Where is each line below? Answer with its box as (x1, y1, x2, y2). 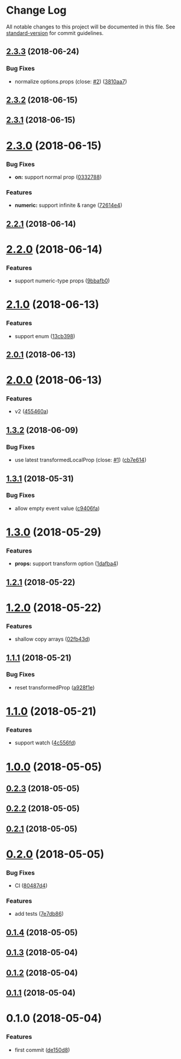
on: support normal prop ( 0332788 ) (14, 173, 102, 181)
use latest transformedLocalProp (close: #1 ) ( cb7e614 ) (14, 457, 147, 464)
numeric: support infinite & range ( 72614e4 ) (14, 202, 123, 209)
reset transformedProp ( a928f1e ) (14, 683, 95, 691)
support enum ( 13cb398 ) (14, 332, 75, 339)
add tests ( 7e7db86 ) (14, 910, 64, 917)
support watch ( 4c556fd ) (14, 739, 76, 746)
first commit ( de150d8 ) (14, 1046, 70, 1053)
